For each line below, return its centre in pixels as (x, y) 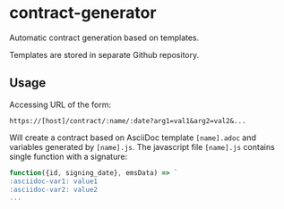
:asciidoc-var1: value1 (54, 181)
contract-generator (83, 13)
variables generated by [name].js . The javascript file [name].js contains (142, 146)
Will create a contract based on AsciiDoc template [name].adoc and (133, 138)
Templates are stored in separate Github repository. (104, 54)
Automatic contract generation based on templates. (104, 38)
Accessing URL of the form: (60, 104)
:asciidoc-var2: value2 (54, 189)
